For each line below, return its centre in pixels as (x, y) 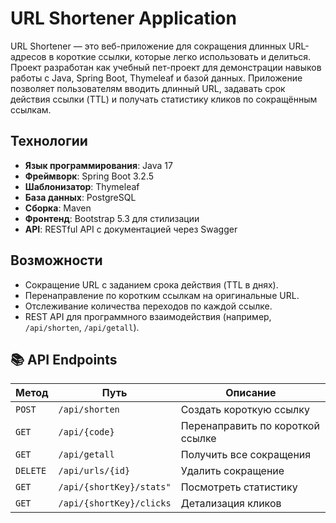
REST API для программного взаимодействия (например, (148, 316)
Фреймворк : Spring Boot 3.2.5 (89, 176)
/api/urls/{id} (94, 471)
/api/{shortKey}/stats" (115, 487)
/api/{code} (86, 432)
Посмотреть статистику (239, 487)
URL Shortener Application (123, 18)
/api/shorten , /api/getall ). (82, 327)
